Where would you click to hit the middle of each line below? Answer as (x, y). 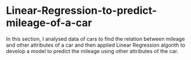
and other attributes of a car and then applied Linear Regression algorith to (95, 45)
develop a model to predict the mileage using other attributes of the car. (92, 51)
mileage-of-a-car (49, 23)
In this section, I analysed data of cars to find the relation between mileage (95, 39)
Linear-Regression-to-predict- (82, 11)
